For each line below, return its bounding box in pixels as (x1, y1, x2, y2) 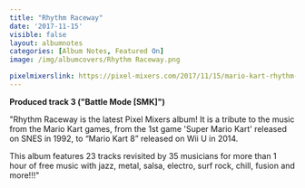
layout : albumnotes (9, 38, 84, 48)
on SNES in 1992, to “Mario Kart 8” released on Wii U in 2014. (9, 133, 239, 144)
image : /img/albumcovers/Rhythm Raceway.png (9, 55, 181, 64)
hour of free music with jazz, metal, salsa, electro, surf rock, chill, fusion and (9, 160, 295, 171)
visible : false (9, 30, 67, 39)
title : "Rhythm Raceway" (9, 13, 103, 23)
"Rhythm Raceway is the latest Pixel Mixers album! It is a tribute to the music (9, 114, 295, 125)
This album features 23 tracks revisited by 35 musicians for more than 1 (9, 150, 277, 161)
